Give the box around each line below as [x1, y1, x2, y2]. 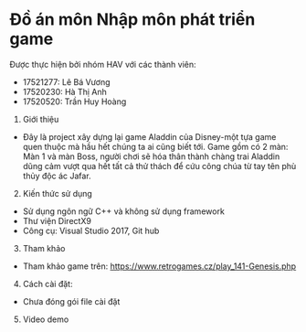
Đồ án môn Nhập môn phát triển [9, 9, 256, 30]
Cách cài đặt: [22, 278, 73, 289]
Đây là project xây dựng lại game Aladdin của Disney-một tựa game [22, 131, 277, 142]
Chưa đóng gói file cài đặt [22, 295, 121, 306]
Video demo [22, 314, 69, 325]
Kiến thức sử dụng [22, 187, 93, 198]
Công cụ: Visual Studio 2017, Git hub [22, 225, 160, 236]
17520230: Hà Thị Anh [22, 86, 107, 97]
